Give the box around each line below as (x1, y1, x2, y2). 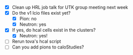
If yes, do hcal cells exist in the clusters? (12, 27, 96, 33)
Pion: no (19, 16, 37, 22)
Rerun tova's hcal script (12, 38, 61, 44)
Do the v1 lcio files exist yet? (12, 10, 71, 16)
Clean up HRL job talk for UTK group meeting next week (12, 5, 128, 10)
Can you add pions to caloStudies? (12, 44, 84, 50)
